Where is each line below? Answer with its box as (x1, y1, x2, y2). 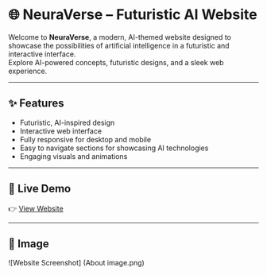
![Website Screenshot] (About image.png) (8, 258, 145, 268)
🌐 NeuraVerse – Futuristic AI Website (8, 6, 257, 24)
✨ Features (8, 97, 64, 110)
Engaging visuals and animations (19, 151, 128, 161)
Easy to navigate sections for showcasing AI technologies (19, 143, 209, 153)
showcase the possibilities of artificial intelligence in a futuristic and (8, 41, 230, 50)
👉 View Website (8, 203, 64, 213)
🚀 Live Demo (8, 182, 72, 196)
